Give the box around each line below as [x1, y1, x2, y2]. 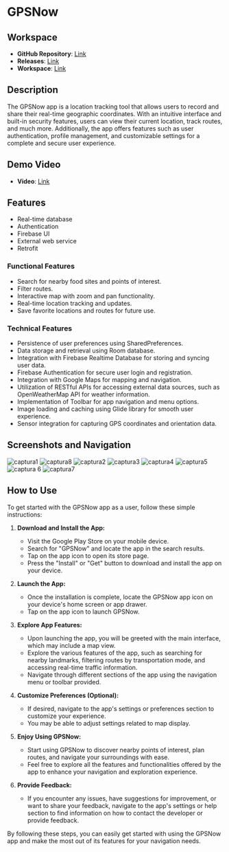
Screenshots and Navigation [7, 439, 132, 451]
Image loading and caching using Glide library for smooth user [16, 405, 194, 413]
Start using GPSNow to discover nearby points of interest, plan [27, 745, 205, 754]
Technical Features [7, 324, 73, 333]
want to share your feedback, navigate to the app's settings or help [27, 801, 217, 809]
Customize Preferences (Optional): [16, 691, 119, 699]
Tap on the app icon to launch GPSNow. [27, 607, 140, 616]
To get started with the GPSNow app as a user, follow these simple [7, 503, 195, 511]
